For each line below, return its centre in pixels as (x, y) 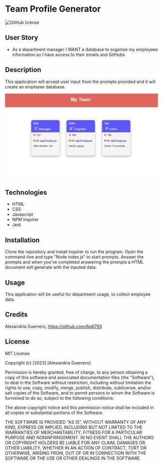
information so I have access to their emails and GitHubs (68, 54)
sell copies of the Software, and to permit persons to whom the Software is (80, 393)
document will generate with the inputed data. (51, 267)
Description (23, 70)
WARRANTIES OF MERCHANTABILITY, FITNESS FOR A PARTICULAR (73, 432)
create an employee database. (35, 86)
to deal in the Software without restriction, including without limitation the (78, 382)
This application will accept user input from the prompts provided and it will (80, 82)
